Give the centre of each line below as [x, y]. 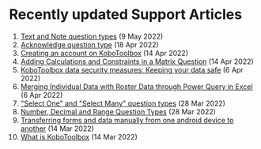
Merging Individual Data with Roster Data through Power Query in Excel [136, 86]
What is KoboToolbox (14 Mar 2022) [79, 136]
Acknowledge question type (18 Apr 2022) [89, 44]
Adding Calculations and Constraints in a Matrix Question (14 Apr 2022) [137, 61]
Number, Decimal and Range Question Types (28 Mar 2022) [118, 111]
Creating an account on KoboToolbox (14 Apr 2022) [104, 53]
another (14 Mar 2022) [57, 129]
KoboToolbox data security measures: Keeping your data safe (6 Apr [132, 69]
